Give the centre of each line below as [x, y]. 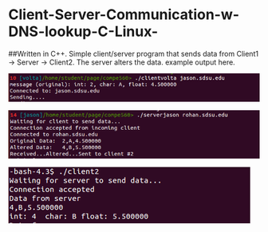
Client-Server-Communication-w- [124, 15]
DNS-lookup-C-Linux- [83, 31]
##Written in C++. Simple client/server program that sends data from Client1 [134, 53]
